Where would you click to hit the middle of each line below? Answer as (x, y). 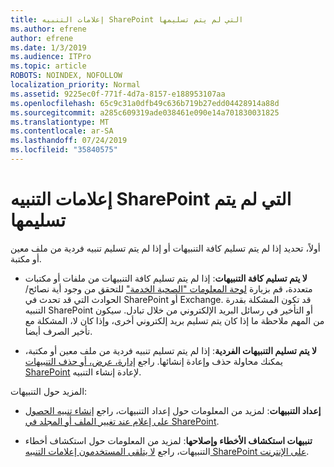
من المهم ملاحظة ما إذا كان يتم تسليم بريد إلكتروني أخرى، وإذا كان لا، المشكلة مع (174, 320)
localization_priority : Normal (75, 85)
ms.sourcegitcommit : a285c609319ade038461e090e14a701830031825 (145, 112)
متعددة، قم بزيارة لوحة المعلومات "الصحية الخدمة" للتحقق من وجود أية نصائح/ (168, 288)
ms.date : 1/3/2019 (48, 47)
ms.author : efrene (48, 29)
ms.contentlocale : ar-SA (62, 131)
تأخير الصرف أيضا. (58, 331)
